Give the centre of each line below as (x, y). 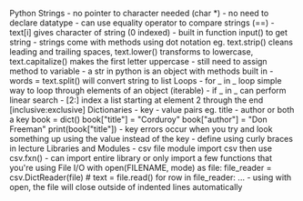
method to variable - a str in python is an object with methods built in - (141, 71)
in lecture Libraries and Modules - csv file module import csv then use (141, 148)
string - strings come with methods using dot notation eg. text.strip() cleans (151, 42)
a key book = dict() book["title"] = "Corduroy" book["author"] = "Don (138, 119)
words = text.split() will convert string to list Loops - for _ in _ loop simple (146, 80)
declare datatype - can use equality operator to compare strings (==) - (142, 23)
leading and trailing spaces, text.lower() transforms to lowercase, (131, 52)
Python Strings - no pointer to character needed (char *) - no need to (139, 13)
